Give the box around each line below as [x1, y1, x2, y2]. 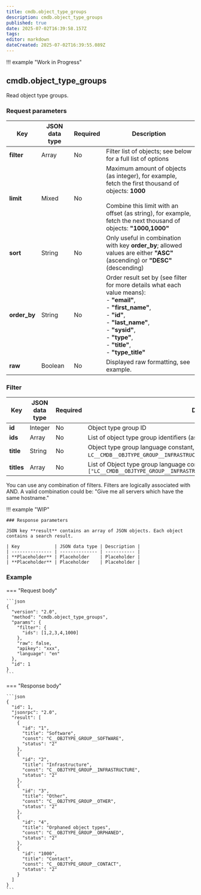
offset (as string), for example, [105, 209, 191, 217]
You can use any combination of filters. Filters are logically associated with [6, 482, 190, 489]
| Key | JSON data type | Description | [6, 543, 141, 550]
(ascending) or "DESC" [105, 256, 172, 264]
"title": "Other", [22, 793, 68, 799]
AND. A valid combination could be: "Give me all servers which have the [6, 488, 184, 495]
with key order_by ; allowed [105, 241, 182, 249]
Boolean [41, 361, 65, 369]
